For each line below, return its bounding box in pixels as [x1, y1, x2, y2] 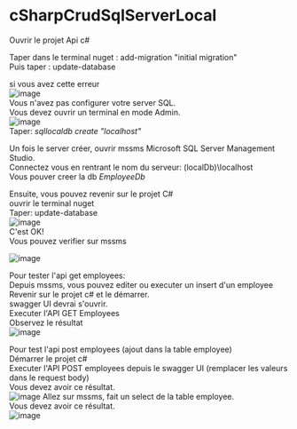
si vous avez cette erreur [9, 78, 100, 89]
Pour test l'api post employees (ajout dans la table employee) [9, 344, 232, 354]
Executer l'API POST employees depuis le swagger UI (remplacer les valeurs [9, 362, 288, 373]
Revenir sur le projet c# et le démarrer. [9, 289, 150, 299]
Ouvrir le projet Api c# [9, 35, 90, 45]
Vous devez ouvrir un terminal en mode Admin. [9, 107, 181, 117]
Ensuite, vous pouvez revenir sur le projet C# [9, 188, 174, 199]
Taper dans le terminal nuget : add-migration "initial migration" [9, 52, 238, 62]
